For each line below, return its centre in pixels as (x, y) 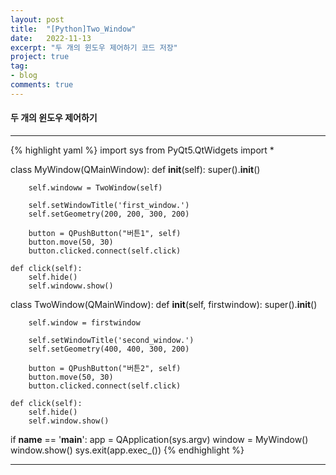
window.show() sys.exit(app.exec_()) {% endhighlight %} (127, 450)
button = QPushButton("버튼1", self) (105, 233)
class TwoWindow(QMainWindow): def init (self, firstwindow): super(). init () (164, 304)
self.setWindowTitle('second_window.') (111, 340)
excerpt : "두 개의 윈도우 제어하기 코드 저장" (94, 47)
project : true (40, 57)
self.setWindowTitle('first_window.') (109, 205)
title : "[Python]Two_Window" (73, 29)
